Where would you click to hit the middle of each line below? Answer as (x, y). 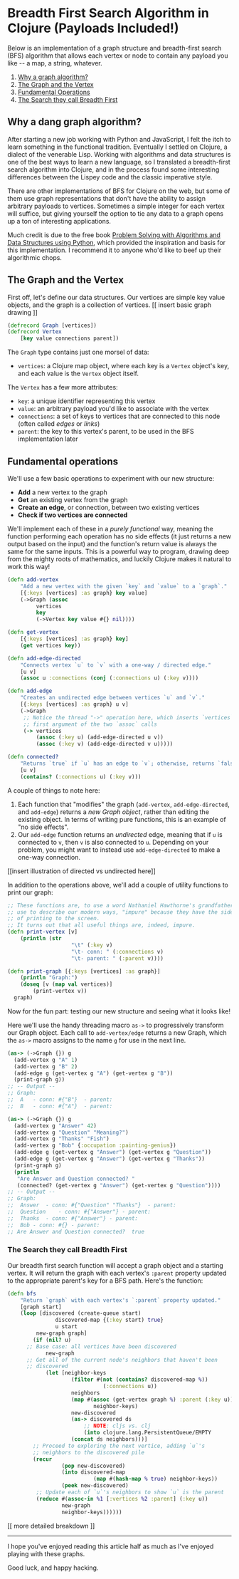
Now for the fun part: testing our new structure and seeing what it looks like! (119, 1011)
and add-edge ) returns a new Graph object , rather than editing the (113, 812)
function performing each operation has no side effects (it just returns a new (119, 536)
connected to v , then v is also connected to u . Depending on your (113, 842)
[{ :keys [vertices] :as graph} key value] (84, 593)
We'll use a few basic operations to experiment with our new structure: (111, 478)
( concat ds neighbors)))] (109, 1439)
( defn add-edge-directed (44, 658)
